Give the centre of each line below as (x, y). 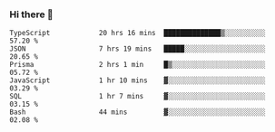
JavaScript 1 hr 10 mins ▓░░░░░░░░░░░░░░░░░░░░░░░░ (137, 80)
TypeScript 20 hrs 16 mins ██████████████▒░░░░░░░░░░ (137, 33)
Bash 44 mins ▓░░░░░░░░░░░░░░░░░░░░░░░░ (137, 112)
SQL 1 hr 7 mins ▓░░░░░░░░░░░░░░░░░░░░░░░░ (137, 97)
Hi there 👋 (32, 14)
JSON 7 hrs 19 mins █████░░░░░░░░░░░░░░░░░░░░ (137, 49)
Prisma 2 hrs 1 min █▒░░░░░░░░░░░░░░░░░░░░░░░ (137, 65)
